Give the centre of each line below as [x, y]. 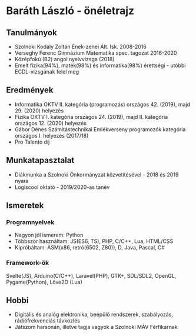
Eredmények [30, 90]
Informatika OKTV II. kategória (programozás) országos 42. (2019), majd [102, 104]
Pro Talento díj [32, 142]
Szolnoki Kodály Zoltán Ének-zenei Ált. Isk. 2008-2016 [81, 46]
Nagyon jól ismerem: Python [49, 235]
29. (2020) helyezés [39, 111]
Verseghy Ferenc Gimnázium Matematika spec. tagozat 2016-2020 [96, 53]
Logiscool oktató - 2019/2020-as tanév [62, 187]
